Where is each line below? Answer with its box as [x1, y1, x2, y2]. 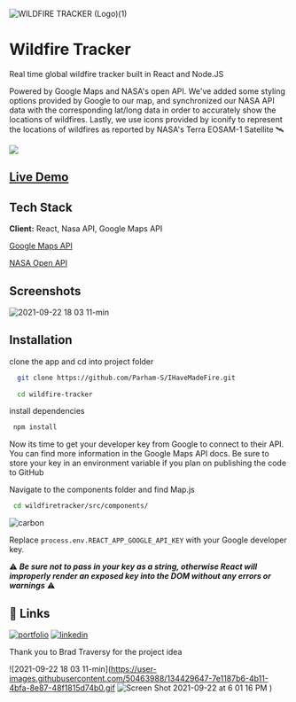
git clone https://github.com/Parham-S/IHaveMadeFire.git [17, 373, 237, 382]
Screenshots [9, 284, 82, 299]
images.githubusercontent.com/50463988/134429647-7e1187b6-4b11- [9, 673, 269, 683]
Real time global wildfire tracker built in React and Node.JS [9, 68, 224, 79]
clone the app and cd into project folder [9, 355, 154, 367]
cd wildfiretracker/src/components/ [12, 502, 149, 511]
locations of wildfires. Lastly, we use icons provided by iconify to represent [9, 113, 284, 124]
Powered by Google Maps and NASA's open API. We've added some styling [9, 85, 286, 97]
